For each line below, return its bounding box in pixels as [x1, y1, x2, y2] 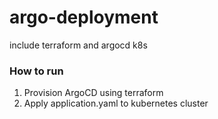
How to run [9, 64, 64, 78]
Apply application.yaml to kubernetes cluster [23, 97, 209, 110]
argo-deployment [9, 6, 159, 29]
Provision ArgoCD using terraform [23, 87, 164, 99]
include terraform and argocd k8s [9, 39, 148, 51]
